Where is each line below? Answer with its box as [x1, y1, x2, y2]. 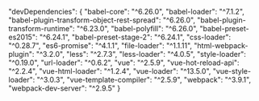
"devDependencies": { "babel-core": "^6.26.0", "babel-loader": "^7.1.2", [8, 7, 244, 16]
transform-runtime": [8, 24, 75, 33]
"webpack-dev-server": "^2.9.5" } [8, 83, 121, 93]
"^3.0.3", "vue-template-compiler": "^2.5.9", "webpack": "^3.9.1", [36, 75, 252, 84]
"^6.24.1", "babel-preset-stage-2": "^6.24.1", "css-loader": [39, 32, 232, 42]
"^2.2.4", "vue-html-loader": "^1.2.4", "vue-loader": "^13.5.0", [8, 67, 211, 75]
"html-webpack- [193, 41, 249, 50]
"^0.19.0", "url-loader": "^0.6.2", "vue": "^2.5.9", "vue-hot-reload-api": [8, 58, 240, 67]
